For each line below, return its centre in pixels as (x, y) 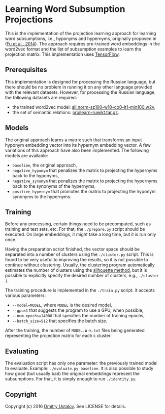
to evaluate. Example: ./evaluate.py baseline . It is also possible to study (79, 369)
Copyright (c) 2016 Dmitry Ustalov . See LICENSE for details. (66, 406)
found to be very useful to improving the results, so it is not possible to (77, 260)
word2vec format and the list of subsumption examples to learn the (73, 49)
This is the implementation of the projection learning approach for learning (81, 33)
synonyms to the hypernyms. (42, 197)
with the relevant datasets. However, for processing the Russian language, (81, 92)
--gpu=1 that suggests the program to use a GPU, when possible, (78, 310)
